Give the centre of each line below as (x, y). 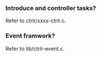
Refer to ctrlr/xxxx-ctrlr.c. (36, 21)
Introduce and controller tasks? (51, 8)
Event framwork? (30, 36)
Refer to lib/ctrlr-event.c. (35, 48)
